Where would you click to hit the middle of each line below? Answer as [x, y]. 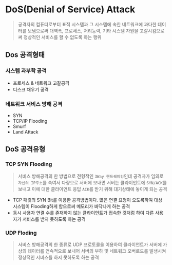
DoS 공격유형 [25, 149]
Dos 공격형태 [25, 55]
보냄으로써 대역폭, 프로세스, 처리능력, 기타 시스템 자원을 [83, 31]
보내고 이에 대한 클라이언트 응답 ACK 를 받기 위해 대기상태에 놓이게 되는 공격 [92, 189]
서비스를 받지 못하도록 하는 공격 [54, 219]
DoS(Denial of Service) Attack [70, 10]
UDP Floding [21, 233]
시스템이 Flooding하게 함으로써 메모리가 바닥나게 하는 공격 [71, 206]
